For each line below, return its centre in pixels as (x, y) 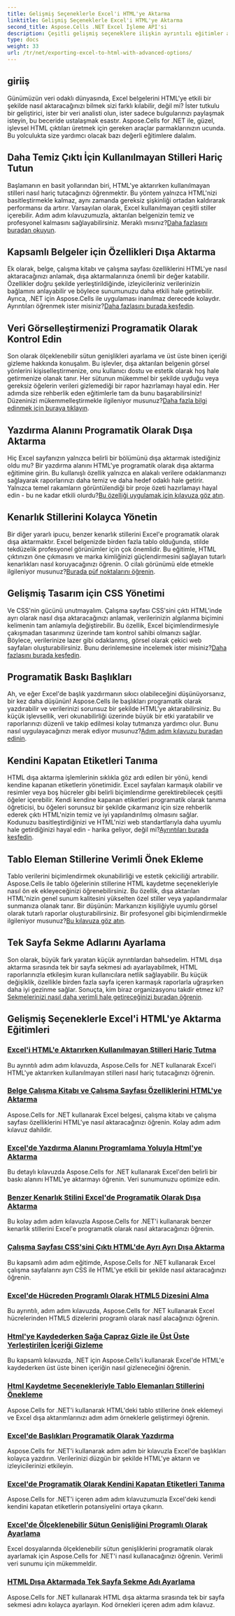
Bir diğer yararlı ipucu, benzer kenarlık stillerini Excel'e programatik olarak (113, 534)
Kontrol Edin (35, 339)
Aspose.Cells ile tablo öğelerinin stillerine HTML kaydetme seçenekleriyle (113, 883)
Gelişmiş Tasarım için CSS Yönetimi (86, 593)
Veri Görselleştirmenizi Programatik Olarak (102, 328)
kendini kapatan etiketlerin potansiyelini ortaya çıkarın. (86, 1507)
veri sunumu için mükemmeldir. (52, 1563)
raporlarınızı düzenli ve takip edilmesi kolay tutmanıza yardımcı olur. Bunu (113, 724)
